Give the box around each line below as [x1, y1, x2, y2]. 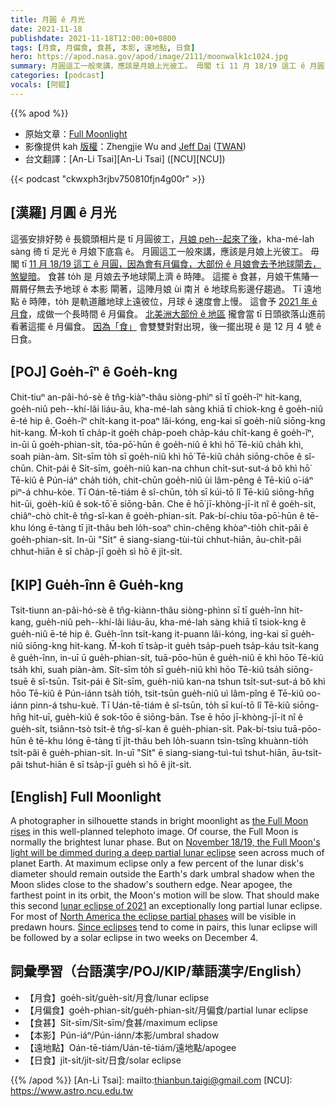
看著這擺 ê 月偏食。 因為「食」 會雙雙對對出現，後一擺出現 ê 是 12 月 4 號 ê [10, 320, 322, 332]
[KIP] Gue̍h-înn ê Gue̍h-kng [10, 576, 184, 593]
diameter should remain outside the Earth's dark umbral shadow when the [10, 868, 315, 880]
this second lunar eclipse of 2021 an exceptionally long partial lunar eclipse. [10, 900, 323, 911]
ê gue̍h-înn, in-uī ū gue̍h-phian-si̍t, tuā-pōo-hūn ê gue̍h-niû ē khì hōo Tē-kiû [10, 652, 324, 664]
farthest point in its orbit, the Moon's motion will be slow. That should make [10, 889, 320, 901]
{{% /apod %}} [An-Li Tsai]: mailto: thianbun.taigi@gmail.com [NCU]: [10, 1074, 293, 1086]
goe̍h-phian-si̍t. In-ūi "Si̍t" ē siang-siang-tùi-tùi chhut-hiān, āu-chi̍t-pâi [10, 534, 302, 546]
